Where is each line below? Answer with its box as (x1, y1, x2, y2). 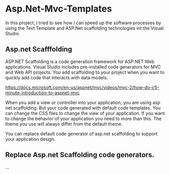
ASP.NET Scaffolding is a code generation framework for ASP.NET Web (5, 59, 154, 65)
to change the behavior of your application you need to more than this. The (5, 115, 162, 122)
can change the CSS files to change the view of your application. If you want (5, 110, 165, 116)
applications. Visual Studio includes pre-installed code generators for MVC (5, 64, 161, 70)
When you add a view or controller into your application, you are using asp (5, 99, 160, 105)
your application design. (5, 136, 56, 142)
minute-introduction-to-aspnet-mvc (5, 89, 80, 96)
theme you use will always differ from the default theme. (5, 121, 123, 127)
